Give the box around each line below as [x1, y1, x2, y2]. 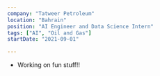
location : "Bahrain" [7, 17, 67, 23]
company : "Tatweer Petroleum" [7, 10, 95, 17]
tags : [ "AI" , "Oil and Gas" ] [7, 29, 92, 37]
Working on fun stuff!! [17, 61, 81, 69]
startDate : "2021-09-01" [7, 36, 79, 43]
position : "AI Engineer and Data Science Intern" [7, 23, 154, 30]
